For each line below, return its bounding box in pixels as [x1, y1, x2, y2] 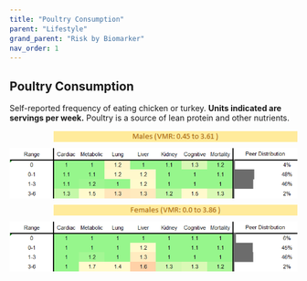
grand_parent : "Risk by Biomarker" [9, 34, 145, 43]
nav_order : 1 [9, 44, 59, 53]
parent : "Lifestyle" [9, 24, 89, 34]
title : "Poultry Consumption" [9, 15, 125, 24]
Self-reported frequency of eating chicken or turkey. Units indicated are [9, 103, 281, 114]
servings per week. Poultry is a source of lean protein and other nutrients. [9, 112, 291, 123]
